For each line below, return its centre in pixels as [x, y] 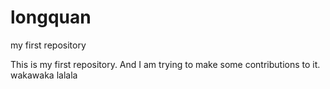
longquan [51, 17]
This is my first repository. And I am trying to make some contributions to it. [165, 64]
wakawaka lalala [44, 75]
